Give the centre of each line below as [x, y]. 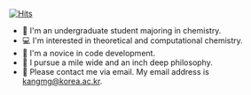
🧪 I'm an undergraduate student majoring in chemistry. [122, 30]
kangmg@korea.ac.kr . [62, 81]
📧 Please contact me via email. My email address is [116, 72]
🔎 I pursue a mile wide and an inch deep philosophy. [117, 62]
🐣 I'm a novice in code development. [89, 53]
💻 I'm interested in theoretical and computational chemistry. [133, 40]
